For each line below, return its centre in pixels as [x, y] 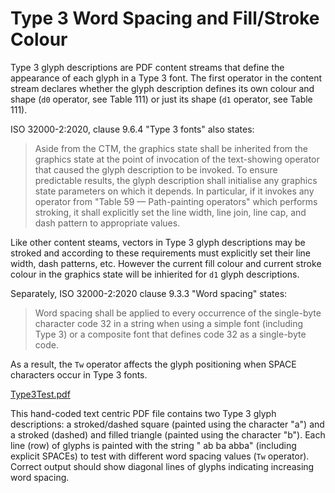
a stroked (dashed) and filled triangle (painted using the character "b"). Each [168, 434]
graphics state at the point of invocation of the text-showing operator [177, 159]
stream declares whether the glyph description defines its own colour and [162, 88]
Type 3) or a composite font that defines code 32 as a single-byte [170, 334]
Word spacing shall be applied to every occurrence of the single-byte [178, 313]
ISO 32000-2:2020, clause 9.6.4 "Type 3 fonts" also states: [132, 129]
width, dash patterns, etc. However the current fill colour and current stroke [166, 263]
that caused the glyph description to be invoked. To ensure [156, 169]
